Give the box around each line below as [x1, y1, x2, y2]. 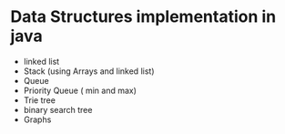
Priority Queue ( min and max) [23, 85, 137, 96]
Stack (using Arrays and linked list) [23, 66, 155, 77]
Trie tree [23, 94, 56, 106]
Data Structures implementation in [10, 6, 277, 27]
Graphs [23, 114, 52, 125]
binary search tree [23, 104, 93, 115]
